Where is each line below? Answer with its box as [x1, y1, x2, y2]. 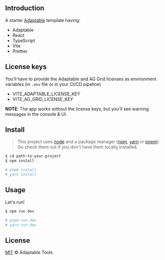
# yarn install [5, 172, 37, 177]
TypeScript [12, 37, 35, 43]
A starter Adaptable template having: [5, 17, 81, 23]
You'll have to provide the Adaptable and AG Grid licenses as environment [5, 76, 157, 82]
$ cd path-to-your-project [5, 154, 61, 159]
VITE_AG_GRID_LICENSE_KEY [12, 96, 74, 102]
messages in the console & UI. [5, 111, 67, 117]
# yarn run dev [5, 222, 37, 228]
